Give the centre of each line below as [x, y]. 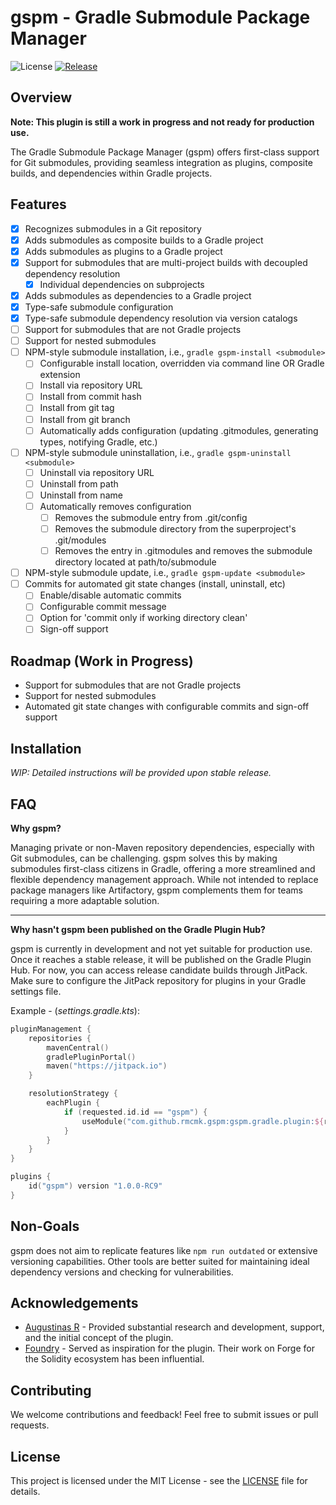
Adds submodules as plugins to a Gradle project [123, 251]
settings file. [36, 991]
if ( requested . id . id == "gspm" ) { [135, 1112]
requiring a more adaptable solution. [85, 900]
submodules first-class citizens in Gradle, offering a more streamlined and [163, 868]
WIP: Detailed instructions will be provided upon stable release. [141, 773]
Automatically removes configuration [115, 506]
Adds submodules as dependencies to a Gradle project [138, 295]
